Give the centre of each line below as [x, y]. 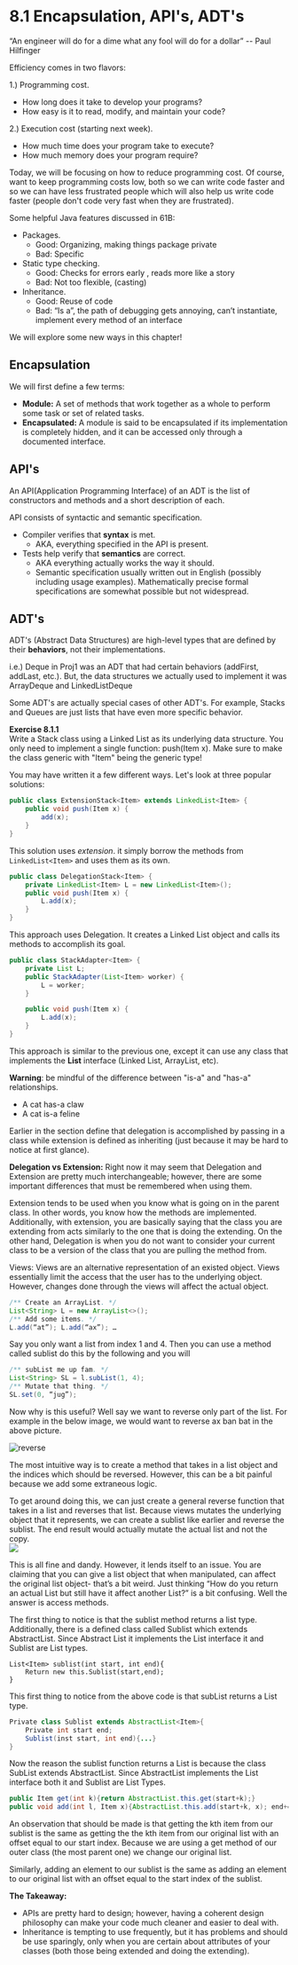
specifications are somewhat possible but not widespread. [142, 591]
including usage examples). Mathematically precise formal [142, 581]
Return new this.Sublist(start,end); [95, 1672]
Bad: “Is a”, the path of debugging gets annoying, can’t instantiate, [156, 310]
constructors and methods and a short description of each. [117, 500]
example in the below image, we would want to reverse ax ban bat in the [141, 1421]
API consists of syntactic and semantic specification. [106, 517]
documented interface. [64, 441]
